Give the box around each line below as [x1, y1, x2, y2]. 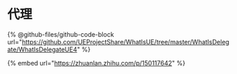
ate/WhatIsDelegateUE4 [7, 45, 78, 54]
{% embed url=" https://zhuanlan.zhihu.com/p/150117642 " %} [7, 58, 186, 67]
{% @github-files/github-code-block [7, 30, 114, 39]
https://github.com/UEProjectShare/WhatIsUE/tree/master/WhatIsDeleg [21, 37, 230, 46]
